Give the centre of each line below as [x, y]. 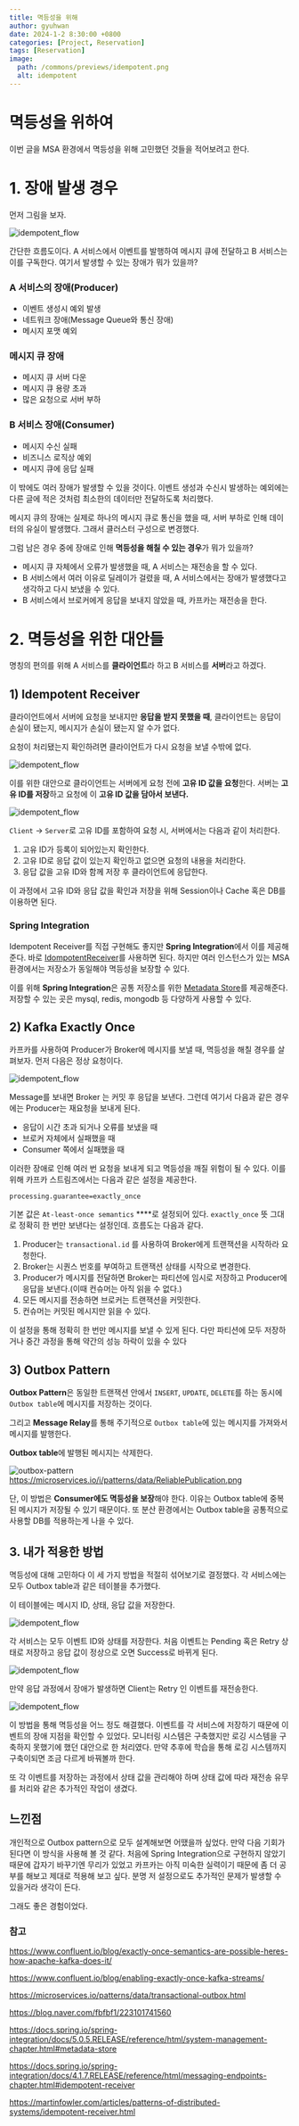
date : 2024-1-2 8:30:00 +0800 [65, 34]
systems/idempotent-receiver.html [73, 2112]
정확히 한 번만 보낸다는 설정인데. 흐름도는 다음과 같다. [111, 1225]
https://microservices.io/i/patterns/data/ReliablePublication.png [126, 1480]
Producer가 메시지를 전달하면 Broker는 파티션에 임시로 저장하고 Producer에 [154, 1278]
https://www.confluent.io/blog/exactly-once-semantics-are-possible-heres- [149, 1951]
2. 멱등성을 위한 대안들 [87, 639]
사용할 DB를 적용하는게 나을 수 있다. [72, 1521]
